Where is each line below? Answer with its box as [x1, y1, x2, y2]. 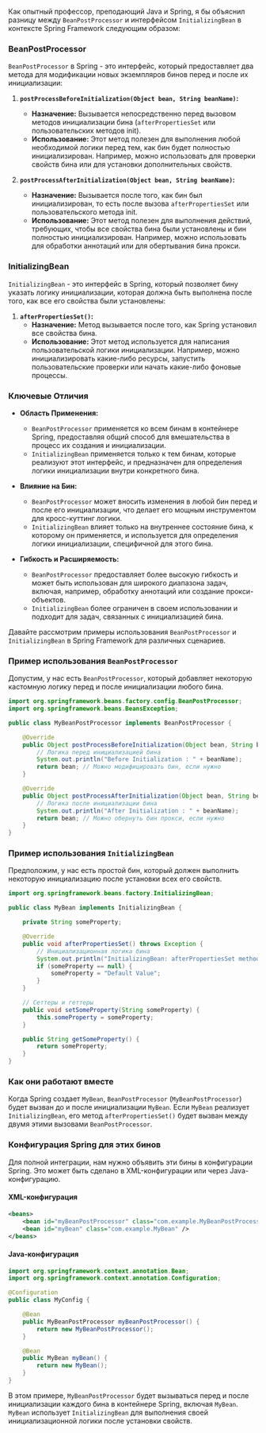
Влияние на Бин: [19, 481, 78, 491]
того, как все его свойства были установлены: [8, 295, 166, 305]
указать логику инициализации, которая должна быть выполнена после [8, 288, 253, 297]
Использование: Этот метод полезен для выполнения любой [31, 134, 241, 144]
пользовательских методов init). [31, 126, 141, 136]
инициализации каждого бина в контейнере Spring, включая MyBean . [8, 1399, 239, 1408]
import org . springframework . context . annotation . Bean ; [8, 1267, 190, 1275]
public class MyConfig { [8, 1296, 90, 1304]
